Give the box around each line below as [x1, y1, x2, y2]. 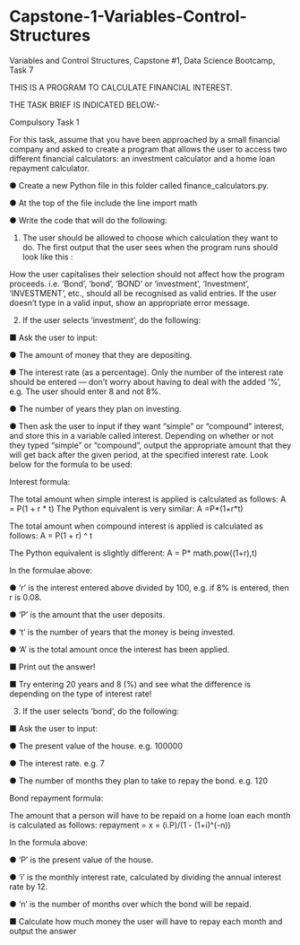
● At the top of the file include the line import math [9, 197, 198, 208]
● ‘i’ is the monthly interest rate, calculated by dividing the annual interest [9, 871, 282, 882]
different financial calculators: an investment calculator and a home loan [9, 153, 276, 163]
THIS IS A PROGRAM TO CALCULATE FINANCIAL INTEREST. [9, 82, 233, 92]
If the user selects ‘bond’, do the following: [21, 705, 179, 716]
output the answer [9, 925, 77, 936]
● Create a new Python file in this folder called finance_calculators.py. [9, 179, 270, 190]
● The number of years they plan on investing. [9, 403, 182, 414]
